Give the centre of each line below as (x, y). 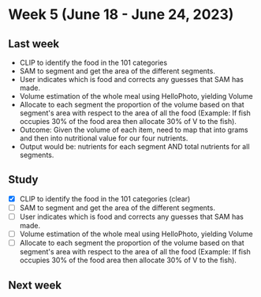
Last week (34, 44)
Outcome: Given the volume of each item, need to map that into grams (134, 130)
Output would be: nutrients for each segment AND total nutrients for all (134, 147)
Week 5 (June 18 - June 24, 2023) (121, 15)
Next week (35, 285)
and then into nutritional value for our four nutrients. (104, 138)
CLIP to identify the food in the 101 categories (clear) (105, 198)
